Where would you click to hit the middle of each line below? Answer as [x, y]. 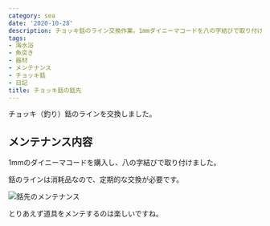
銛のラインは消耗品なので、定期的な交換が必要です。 [96, 180]
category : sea [32, 16]
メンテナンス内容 [51, 141]
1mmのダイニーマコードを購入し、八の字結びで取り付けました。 [115, 163]
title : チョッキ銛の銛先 [45, 90]
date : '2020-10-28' [41, 23]
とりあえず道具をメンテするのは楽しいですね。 [86, 214]
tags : [17, 38]
